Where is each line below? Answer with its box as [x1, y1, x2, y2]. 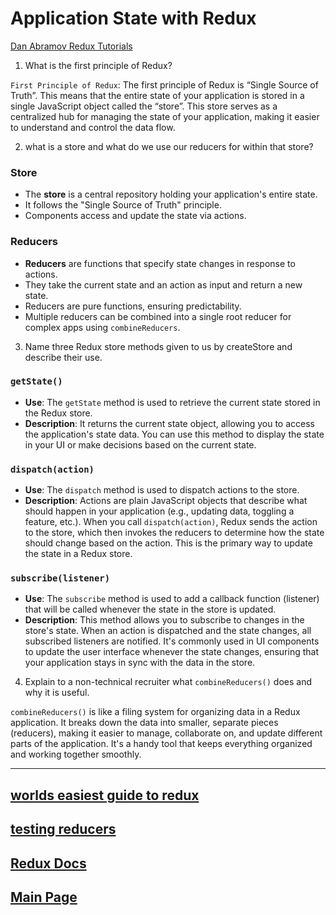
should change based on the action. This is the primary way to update [24, 537, 313, 549]
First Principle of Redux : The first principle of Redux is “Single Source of [10, 78, 319, 91]
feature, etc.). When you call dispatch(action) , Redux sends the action [24, 516, 318, 528]
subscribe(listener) [10, 573, 111, 584]
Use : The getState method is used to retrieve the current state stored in [24, 396, 321, 408]
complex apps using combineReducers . [24, 321, 181, 333]
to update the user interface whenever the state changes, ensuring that [24, 646, 320, 658]
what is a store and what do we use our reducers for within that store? [24, 140, 314, 152]
